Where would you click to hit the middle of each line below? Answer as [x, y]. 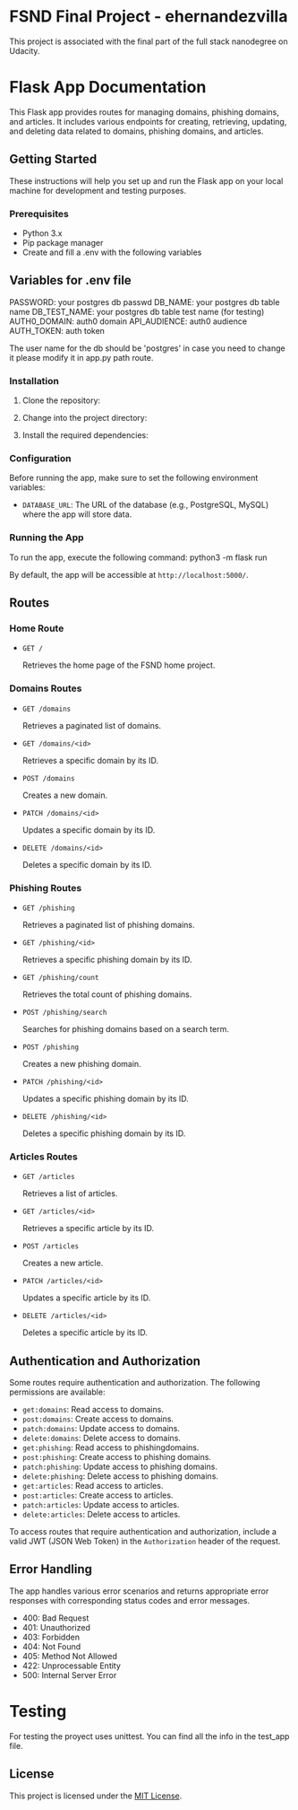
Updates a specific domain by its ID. [89, 830]
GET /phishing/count [60, 977]
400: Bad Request [55, 1618]
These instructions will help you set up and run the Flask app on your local [146, 180]
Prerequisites [39, 214]
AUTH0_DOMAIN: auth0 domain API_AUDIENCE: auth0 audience [128, 321]
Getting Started [53, 159]
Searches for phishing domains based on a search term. [126, 1028]
